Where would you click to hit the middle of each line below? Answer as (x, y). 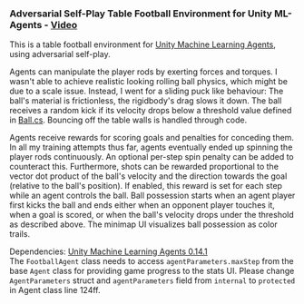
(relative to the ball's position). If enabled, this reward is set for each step (146, 186)
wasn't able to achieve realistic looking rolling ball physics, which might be (149, 82)
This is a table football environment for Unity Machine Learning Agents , (143, 44)
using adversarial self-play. (60, 54)
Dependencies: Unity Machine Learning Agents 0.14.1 (109, 251)
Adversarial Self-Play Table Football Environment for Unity (141, 14)
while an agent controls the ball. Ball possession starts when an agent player (152, 196)
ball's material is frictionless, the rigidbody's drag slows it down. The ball (146, 101)
